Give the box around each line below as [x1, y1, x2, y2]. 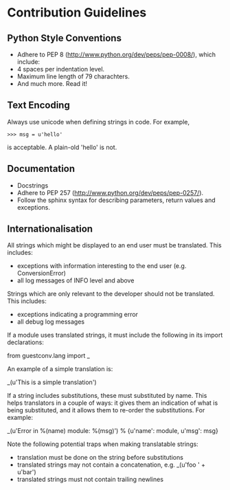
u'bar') [16, 468, 36, 476]
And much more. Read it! [16, 80, 88, 87]
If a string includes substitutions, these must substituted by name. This [7, 392, 207, 400]
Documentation [7, 163, 76, 175]
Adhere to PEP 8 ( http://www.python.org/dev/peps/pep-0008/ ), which [16, 50, 216, 58]
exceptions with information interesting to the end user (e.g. [16, 262, 187, 270]
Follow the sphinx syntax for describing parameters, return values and [16, 196, 216, 204]
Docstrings [16, 181, 49, 190]
